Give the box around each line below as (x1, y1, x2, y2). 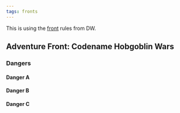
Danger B (6, 87, 29, 94)
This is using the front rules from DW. (6, 25, 96, 32)
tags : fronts (6, 8, 38, 15)
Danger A (6, 74, 30, 81)
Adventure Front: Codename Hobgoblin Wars (6, 42, 175, 52)
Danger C (6, 100, 30, 107)
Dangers (6, 59, 31, 67)
